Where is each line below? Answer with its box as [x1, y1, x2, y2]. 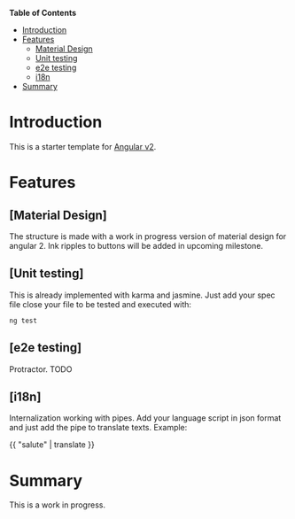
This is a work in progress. [9, 500, 106, 510]
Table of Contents [9, 8, 77, 18]
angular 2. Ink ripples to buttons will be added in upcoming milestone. [9, 240, 264, 251]
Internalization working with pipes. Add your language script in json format [9, 413, 282, 423]
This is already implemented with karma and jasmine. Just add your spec [9, 290, 276, 300]
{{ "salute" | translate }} [9, 439, 95, 450]
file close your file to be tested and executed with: [9, 298, 192, 309]
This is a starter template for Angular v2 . [9, 141, 157, 151]
